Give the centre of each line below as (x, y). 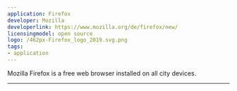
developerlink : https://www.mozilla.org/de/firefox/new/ (93, 27)
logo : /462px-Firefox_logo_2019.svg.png (68, 40)
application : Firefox (39, 14)
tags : (15, 47)
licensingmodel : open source (50, 34)
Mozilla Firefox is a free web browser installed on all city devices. (102, 73)
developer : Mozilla (36, 20)
